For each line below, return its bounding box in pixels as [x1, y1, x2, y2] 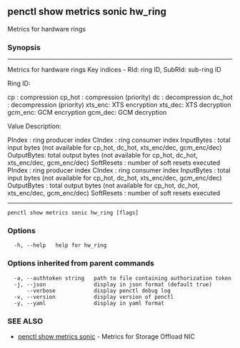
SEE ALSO [7, 316, 44, 326]
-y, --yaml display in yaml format [14, 300, 164, 307]
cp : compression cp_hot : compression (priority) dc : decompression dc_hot [7, 93, 233, 102]
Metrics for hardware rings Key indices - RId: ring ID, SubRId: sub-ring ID [7, 66, 221, 74]
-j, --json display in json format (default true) [14, 281, 213, 288]
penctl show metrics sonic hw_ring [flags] [7, 210, 139, 217]
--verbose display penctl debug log [26, 287, 171, 295]
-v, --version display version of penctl [14, 293, 174, 300]
